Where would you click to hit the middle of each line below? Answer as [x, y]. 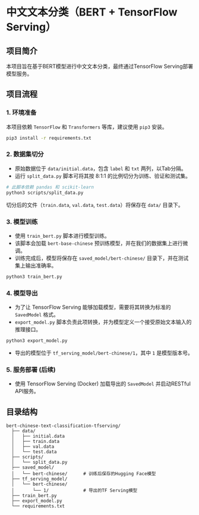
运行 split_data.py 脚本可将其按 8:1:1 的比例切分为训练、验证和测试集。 [103, 175]
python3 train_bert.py [34, 277]
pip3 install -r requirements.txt [49, 138]
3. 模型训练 [22, 222]
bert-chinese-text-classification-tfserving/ [63, 426]
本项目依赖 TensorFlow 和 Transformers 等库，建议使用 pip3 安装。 [87, 127]
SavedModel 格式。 [37, 315]
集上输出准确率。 [36, 265]
